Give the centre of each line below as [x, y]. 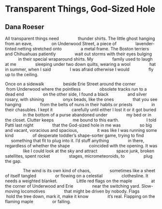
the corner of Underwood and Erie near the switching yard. [73, 186]
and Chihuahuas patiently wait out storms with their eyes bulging [79, 54]
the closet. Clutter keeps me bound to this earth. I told [81, 120]
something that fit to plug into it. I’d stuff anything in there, [78, 141]
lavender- [145, 44]
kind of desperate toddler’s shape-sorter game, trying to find [74, 135]
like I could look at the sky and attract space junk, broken [89, 151]
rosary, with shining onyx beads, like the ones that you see [81, 99]
